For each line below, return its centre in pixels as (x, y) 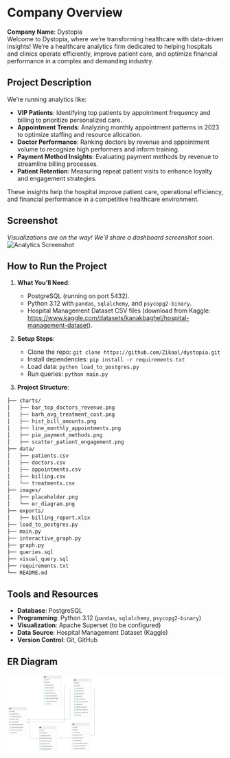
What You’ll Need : (43, 283)
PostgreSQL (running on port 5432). (78, 296)
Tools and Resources (53, 594)
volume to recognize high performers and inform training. (98, 149)
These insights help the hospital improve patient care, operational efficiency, (115, 191)
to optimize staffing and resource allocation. (79, 134)
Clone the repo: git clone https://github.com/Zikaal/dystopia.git (124, 352)
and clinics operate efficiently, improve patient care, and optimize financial (112, 54)
